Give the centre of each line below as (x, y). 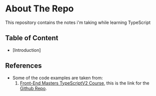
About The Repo (39, 9)
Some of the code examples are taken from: (58, 78)
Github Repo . (33, 88)
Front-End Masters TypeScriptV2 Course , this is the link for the (84, 83)
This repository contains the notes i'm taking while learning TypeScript (78, 22)
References (23, 66)
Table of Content (32, 38)
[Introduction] (26, 50)
